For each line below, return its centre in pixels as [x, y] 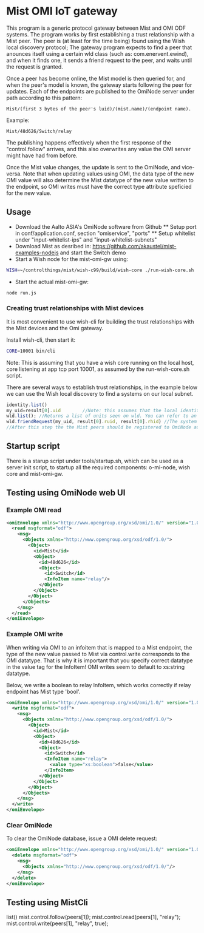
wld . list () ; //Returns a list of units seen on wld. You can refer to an [102, 416]
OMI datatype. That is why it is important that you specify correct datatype [100, 660]
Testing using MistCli [47, 902]
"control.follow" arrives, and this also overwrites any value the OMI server [99, 149]
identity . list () [27, 405]
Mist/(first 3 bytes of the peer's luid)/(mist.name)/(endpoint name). [99, 109]
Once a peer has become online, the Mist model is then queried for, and [96, 78]
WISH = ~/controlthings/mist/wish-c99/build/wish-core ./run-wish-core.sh [100, 270]
